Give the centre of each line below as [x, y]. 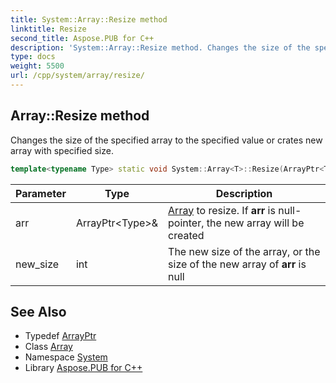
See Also [38, 311]
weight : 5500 [37, 66]
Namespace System [66, 357]
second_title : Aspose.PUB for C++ [82, 38]
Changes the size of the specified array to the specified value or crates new [166, 140]
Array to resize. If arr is [222, 210]
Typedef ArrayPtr [60, 336]
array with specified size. [62, 150]
